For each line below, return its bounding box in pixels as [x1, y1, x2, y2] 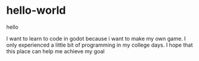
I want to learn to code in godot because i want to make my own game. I [6, 35, 186, 42]
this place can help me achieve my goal [6, 47, 105, 54]
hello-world [6, 4, 67, 17]
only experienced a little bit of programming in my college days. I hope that [6, 41, 194, 48]
